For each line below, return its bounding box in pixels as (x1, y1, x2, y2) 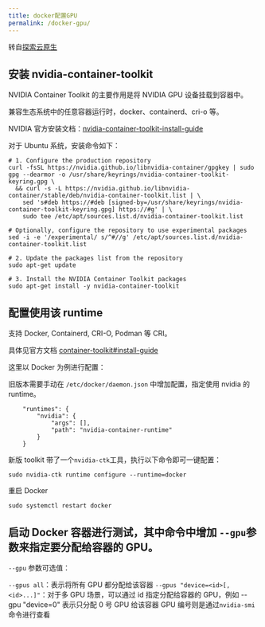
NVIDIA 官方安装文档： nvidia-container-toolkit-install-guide (8, 124, 204, 134)
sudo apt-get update (8, 261, 77, 269)
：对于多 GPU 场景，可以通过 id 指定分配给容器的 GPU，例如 (40, 590, 240, 599)
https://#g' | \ (118, 206, 173, 214)
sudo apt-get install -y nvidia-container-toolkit (8, 282, 180, 291)
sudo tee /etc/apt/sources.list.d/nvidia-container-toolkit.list (22, 213, 244, 221)
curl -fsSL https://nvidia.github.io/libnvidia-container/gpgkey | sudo (8, 164, 255, 172)
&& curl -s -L (15, 185, 62, 193)
